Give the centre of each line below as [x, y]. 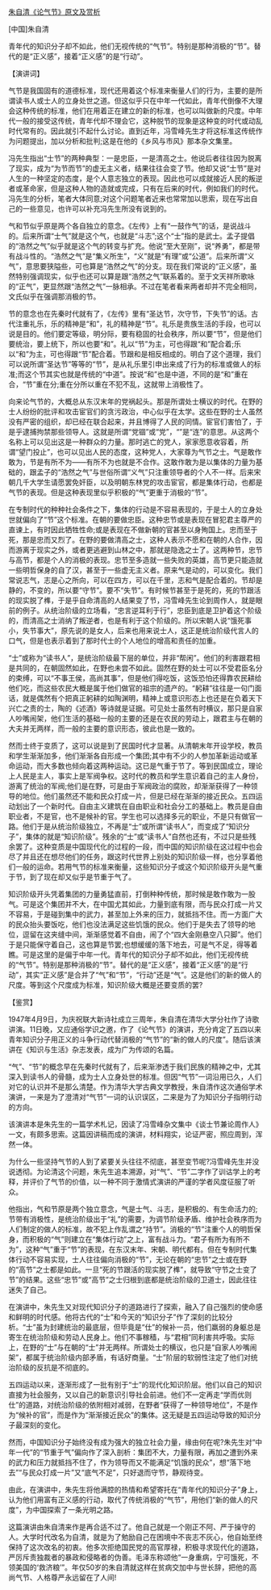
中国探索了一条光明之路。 [75, 1510]
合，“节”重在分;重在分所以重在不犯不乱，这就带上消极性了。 [108, 384]
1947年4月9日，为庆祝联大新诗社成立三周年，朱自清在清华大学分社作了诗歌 [134, 1019]
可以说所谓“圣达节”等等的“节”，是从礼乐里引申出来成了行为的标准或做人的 [131, 364]
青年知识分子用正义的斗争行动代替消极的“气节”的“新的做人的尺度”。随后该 [131, 1039]
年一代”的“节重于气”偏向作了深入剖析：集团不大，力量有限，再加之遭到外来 [133, 1452]
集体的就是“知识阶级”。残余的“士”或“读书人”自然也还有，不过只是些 [138, 837]
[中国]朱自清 [29, 29]
